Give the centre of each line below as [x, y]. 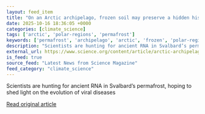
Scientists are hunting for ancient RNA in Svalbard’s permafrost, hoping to [99, 86]
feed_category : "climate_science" [50, 69]
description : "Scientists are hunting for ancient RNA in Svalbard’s [97, 46]
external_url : [24, 52]
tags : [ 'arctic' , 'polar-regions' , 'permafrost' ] [71, 35]
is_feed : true [24, 57]
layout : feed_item [30, 12]
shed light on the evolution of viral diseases [61, 93]
